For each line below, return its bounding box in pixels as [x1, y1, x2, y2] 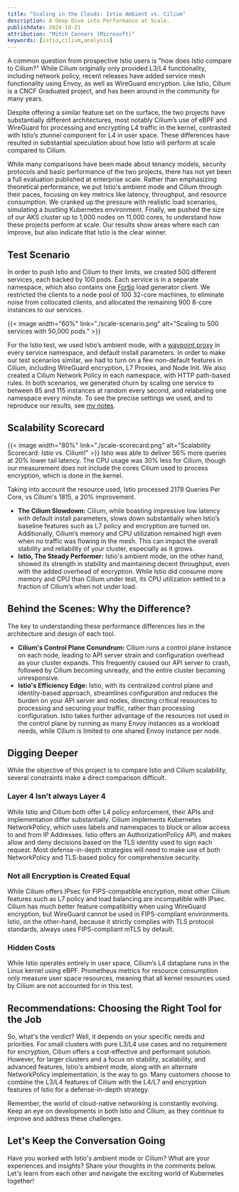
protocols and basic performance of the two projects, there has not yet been [7, 168, 232, 176]
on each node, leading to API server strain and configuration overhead [17, 650, 225, 659]
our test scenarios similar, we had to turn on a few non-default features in [7, 356, 223, 364]
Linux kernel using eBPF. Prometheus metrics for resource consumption [7, 967, 218, 975]
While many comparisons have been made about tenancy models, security [7, 160, 226, 168]
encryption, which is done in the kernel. [7, 471, 123, 480]
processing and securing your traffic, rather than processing [17, 704, 195, 712]
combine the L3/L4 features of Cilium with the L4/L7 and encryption [7, 1078, 207, 1086]
